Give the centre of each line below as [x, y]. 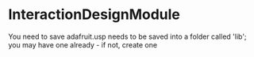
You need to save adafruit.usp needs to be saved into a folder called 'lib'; [128, 36]
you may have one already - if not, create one [83, 44]
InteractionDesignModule [94, 15]
